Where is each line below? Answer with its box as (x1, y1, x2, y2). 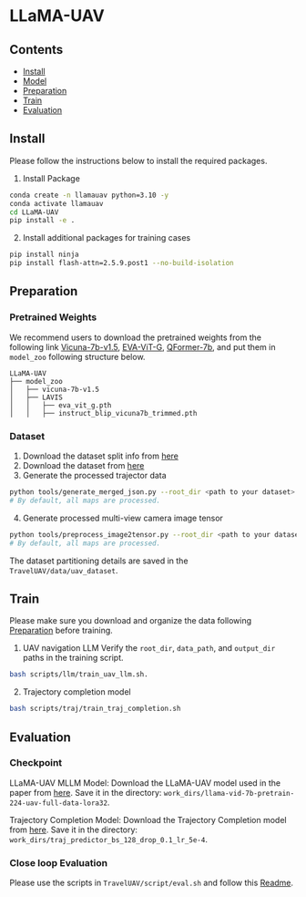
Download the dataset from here (22, 460, 145, 471)
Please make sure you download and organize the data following (9, 615, 252, 626)
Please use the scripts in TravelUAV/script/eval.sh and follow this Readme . (9, 877, 294, 889)
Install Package (22, 172, 80, 183)
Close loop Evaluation (9, 856, 107, 869)
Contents (9, 42, 64, 57)
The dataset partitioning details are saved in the (9, 555, 189, 566)
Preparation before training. (9, 625, 114, 636)
